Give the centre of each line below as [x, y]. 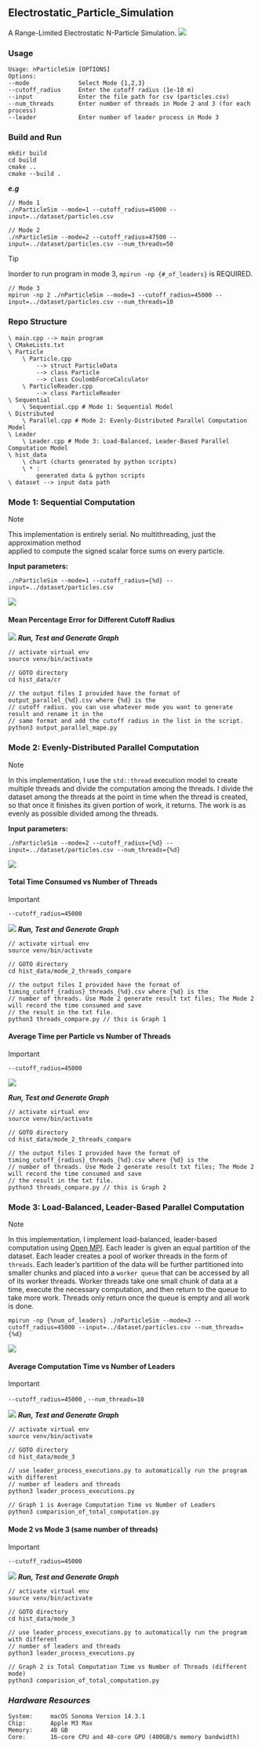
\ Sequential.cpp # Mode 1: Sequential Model [98, 407]
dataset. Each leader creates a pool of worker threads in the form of [118, 1256]
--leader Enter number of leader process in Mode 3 [114, 118]
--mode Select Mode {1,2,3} [77, 83]
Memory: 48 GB [38, 1730]
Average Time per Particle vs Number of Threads [89, 1036]
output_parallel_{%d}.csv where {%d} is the [82, 701]
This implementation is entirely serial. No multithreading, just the [112, 534]
